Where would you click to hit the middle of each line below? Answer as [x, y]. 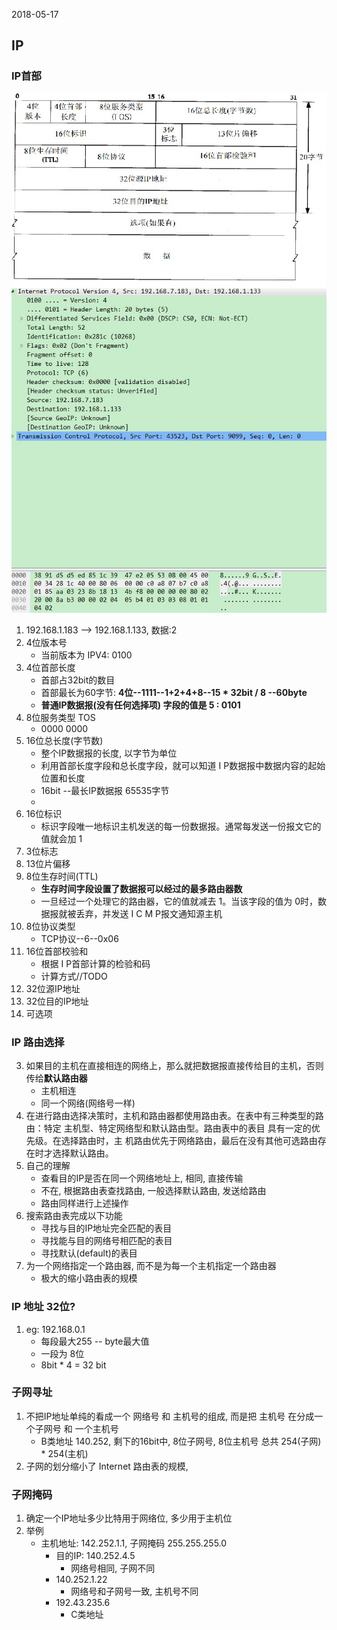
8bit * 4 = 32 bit [73, 1365]
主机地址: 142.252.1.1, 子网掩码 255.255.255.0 [134, 1543]
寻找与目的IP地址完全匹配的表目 [106, 1228]
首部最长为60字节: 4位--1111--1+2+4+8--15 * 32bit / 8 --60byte [174, 692]
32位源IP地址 [53, 988]
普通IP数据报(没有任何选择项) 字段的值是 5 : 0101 [140, 705]
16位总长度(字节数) [64, 740]
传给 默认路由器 [56, 1078]
